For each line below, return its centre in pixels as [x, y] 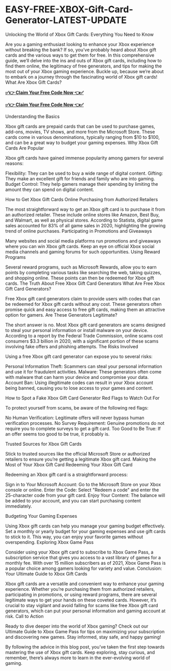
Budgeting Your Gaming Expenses [41, 516]
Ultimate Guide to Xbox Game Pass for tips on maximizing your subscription [85, 631]
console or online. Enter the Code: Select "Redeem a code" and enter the [82, 490]
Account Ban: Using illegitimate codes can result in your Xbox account [79, 382]
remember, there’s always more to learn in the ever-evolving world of [78, 658]
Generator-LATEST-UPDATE [66, 20]
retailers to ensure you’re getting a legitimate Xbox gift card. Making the [81, 459]
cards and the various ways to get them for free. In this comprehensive [80, 55]
